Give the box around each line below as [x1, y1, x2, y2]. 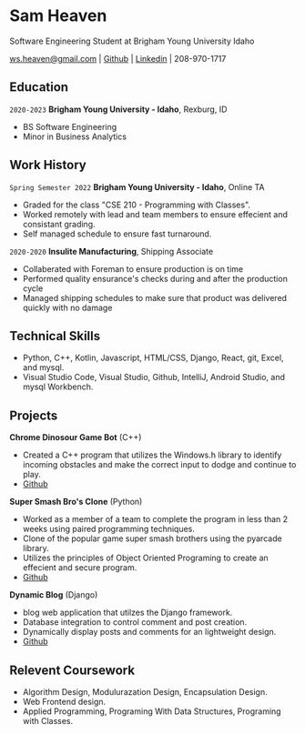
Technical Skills [9, 328, 101, 344]
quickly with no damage [22, 302, 113, 313]
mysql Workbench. [22, 381, 94, 392]
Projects [9, 407, 58, 423]
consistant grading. [22, 218, 96, 229]
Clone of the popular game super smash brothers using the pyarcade [22, 533, 282, 544]
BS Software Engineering [22, 121, 117, 132]
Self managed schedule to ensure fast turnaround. [22, 228, 212, 239]
